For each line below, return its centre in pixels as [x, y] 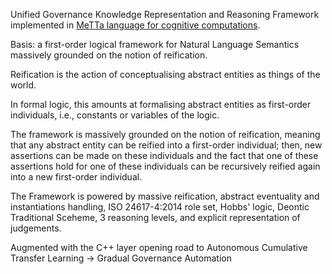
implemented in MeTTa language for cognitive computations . [135, 25]
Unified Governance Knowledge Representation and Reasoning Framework [165, 14]
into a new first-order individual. [76, 177]
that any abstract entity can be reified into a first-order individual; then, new [166, 145]
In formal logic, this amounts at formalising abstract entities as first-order [161, 104]
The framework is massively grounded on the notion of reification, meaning [165, 134]
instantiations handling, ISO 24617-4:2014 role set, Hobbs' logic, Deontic [160, 207]
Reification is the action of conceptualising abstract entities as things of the [165, 74]
